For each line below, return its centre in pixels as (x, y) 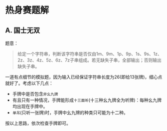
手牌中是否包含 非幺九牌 (35, 94)
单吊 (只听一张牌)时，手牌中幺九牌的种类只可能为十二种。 (70, 112)
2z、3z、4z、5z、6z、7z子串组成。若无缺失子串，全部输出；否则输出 (89, 60)
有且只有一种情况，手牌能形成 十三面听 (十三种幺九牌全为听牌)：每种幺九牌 (87, 100)
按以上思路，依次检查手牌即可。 (38, 123)
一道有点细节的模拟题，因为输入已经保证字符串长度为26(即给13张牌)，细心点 (84, 77)
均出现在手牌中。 (30, 106)
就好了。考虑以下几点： (29, 83)
